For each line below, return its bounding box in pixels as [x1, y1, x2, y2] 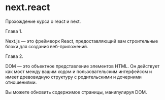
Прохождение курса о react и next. [5, 18, 81, 24]
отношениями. [5, 79, 37, 85]
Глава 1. [5, 28, 23, 34]
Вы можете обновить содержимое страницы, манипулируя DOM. [5, 89, 147, 95]
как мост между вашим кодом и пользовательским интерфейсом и [5, 68, 152, 75]
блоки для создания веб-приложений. [5, 43, 88, 49]
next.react [5, 2, 50, 13]
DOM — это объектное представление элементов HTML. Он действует [5, 63, 160, 69]
